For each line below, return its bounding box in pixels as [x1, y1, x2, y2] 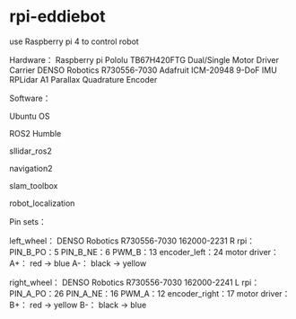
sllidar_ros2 [9, 146, 52, 156]
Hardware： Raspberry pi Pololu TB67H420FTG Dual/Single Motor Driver [9, 54, 280, 65]
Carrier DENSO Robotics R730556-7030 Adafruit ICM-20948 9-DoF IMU [9, 65, 278, 75]
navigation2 [9, 163, 53, 173]
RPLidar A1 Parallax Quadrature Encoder [9, 74, 158, 84]
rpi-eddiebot [9, 6, 106, 27]
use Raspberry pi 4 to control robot [9, 36, 139, 47]
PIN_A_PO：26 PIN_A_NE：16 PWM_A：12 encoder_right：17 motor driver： [9, 288, 291, 298]
